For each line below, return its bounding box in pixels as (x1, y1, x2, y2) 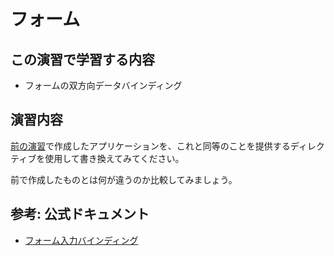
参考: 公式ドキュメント (10, 206, 150, 223)
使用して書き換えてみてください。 (44, 152, 185, 164)
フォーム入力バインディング (24, 234, 139, 246)
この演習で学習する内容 (10, 51, 155, 68)
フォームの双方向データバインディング (24, 80, 183, 91)
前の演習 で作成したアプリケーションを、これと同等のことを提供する (10, 140, 291, 152)
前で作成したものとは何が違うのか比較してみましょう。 (10, 173, 238, 185)
